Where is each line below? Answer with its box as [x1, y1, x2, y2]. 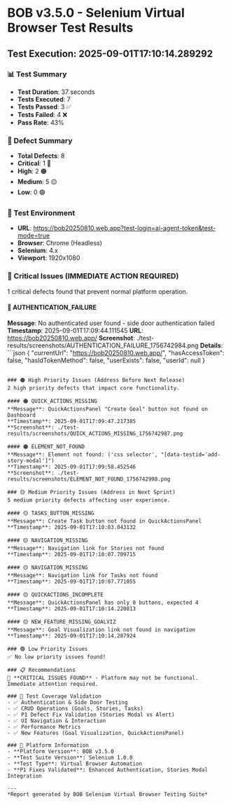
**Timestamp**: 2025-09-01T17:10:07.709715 [7, 551, 136, 558]
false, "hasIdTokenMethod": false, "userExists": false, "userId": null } [7, 356, 205, 364]
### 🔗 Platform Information [7, 741, 90, 749]
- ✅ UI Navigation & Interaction [7, 717, 106, 724]
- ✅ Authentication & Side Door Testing [7, 699, 128, 706]
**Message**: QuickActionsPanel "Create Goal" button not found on [7, 405, 209, 413]
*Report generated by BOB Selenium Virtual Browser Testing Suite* [7, 790, 209, 798]
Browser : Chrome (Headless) [17, 239, 103, 247]
